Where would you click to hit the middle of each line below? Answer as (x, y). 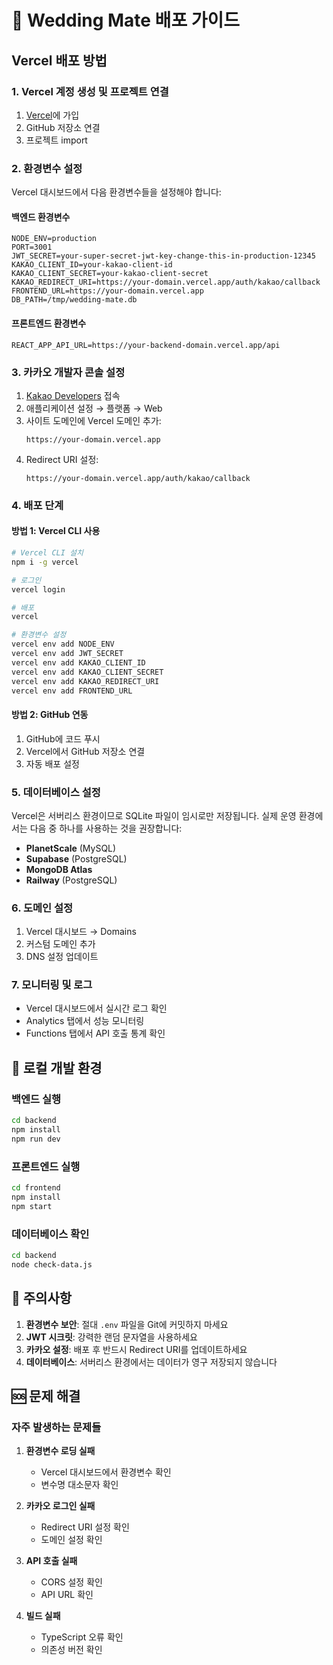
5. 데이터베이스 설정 (56, 792)
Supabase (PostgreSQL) (76, 858)
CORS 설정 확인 (71, 1582)
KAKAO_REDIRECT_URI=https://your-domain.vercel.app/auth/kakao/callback (166, 282)
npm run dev (36, 1139)
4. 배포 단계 (37, 505)
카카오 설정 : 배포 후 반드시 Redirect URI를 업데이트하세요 (136, 1349)
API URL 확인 (67, 1595)
